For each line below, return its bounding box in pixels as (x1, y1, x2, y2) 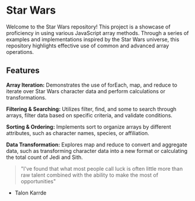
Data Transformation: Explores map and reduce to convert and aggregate (6, 141, 188, 148)
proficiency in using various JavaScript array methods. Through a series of (6, 29, 189, 36)
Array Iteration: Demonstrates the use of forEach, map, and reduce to (6, 81, 178, 88)
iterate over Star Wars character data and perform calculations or (6, 87, 166, 95)
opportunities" (20, 177, 56, 184)
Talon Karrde (14, 189, 47, 196)
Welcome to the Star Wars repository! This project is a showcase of (6, 23, 171, 30)
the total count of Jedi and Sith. (6, 154, 83, 161)
